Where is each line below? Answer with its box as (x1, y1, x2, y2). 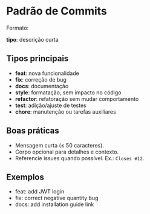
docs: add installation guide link (15, 201, 94, 208)
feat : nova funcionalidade (15, 70, 80, 77)
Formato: (6, 24, 29, 31)
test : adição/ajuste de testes (15, 102, 86, 109)
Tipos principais (6, 53, 69, 64)
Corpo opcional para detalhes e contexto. (15, 148, 119, 155)
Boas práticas (6, 126, 59, 136)
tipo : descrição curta (6, 36, 59, 43)
